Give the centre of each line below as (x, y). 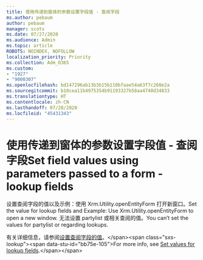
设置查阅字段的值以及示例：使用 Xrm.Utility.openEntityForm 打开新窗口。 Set (101, 204)
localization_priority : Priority (49, 57)
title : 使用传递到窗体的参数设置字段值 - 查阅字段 (63, 12)
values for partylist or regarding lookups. (57, 225)
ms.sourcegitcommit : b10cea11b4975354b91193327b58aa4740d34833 (88, 91)
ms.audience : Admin (31, 40)
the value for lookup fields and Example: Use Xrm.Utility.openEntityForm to (100, 211)
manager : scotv (26, 29)
